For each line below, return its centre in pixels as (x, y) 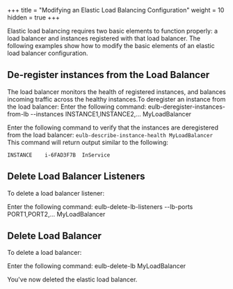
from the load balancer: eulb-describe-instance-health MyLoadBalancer (110, 134)
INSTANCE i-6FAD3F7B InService (59, 155)
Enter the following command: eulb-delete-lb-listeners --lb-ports (100, 206)
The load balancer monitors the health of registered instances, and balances (116, 92)
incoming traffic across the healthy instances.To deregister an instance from (116, 99)
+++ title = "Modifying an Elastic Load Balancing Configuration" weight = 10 (116, 10)
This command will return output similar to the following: (88, 142)
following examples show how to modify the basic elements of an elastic (111, 46)
